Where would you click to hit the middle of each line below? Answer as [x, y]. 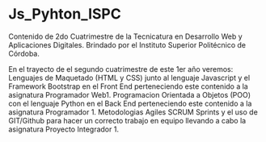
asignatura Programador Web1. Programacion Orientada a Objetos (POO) [130, 94]
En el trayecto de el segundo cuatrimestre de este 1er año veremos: [121, 69]
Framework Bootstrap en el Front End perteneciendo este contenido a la [128, 86]
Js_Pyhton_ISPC [65, 14]
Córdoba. [24, 53]
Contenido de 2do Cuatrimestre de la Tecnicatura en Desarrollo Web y [125, 36]
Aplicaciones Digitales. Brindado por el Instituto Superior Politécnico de [127, 44]
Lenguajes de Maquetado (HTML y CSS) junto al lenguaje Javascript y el [129, 77]
